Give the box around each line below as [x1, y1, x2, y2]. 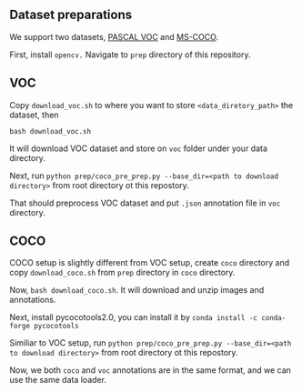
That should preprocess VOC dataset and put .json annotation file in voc [9, 197, 281, 208]
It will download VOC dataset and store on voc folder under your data [9, 143, 268, 154]
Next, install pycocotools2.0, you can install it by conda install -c [9, 312, 257, 323]
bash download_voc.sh [9, 126, 92, 136]
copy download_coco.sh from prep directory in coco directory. [9, 267, 236, 278]
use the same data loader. [9, 375, 107, 386]
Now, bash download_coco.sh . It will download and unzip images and [9, 285, 265, 296]
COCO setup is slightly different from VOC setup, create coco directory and [9, 257, 289, 268]
